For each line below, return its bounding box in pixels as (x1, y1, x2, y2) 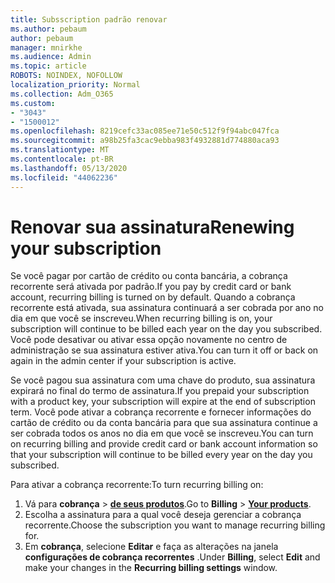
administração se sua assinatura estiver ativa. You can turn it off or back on (10, 344, 319, 356)
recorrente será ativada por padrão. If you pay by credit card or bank (10, 281, 292, 293)
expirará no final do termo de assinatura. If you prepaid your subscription (10, 385, 310, 397)
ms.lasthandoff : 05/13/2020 (10, 163, 128, 173)
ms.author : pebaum (10, 24, 87, 34)
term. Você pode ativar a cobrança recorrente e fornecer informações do (10, 406, 312, 418)
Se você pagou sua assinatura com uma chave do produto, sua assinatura (10, 374, 316, 386)
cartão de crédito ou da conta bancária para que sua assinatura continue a (10, 417, 318, 429)
